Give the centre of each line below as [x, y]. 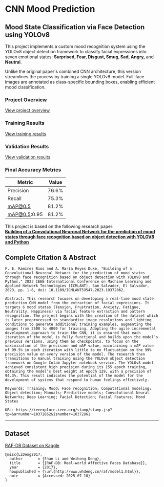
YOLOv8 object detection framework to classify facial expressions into [76, 52]
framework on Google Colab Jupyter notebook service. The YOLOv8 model [79, 363]
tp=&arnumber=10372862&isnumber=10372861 [48, 414]
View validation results [28, 157]
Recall [15, 199]
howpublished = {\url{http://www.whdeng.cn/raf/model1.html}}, [75, 471]
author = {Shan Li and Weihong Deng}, [55, 459]
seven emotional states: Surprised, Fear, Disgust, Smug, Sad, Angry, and [79, 57]
